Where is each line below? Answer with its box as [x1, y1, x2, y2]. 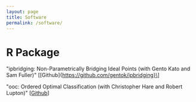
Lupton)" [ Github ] [6, 89, 50, 97]
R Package [6, 45, 60, 59]
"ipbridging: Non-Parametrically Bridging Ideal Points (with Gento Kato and [6, 65, 191, 72]
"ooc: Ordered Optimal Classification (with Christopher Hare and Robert [6, 83, 183, 90]
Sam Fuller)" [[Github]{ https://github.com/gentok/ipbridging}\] [6, 72, 160, 79]
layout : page [6, 8, 39, 15]
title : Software [6, 14, 47, 20]
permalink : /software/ [6, 20, 63, 26]
